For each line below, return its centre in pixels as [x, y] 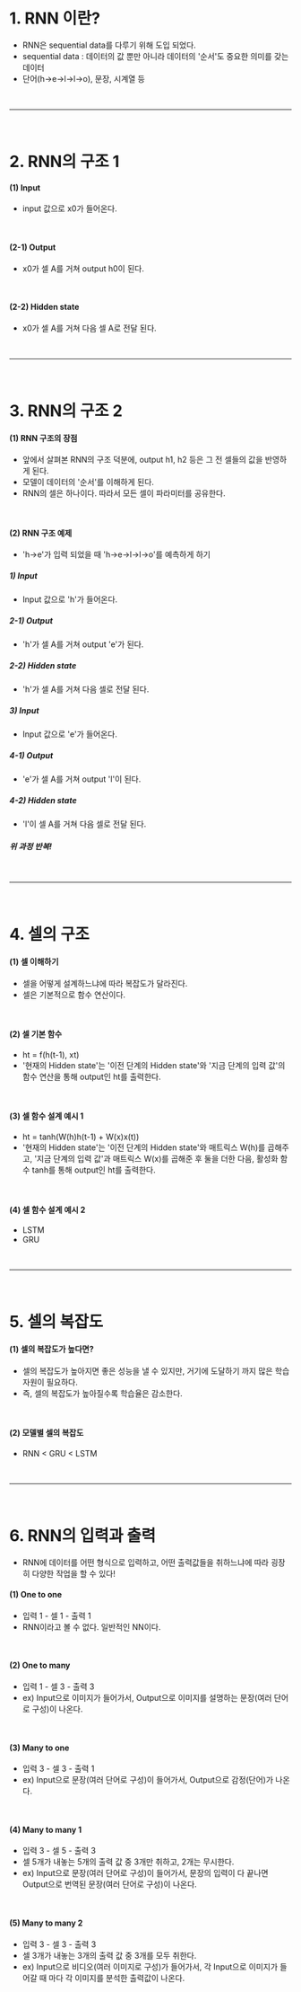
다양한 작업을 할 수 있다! [74, 1573]
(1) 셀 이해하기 [34, 961]
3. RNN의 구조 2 [66, 411]
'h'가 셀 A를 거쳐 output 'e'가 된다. [83, 644]
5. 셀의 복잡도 [56, 1322]
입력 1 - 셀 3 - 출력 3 [58, 1687]
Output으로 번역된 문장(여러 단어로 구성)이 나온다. [109, 1884]
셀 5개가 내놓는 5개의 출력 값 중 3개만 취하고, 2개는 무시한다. [128, 1862]
